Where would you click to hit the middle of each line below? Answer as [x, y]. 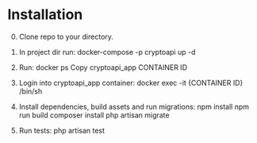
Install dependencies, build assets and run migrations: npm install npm [134, 106]
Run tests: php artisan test [61, 130]
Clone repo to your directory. [66, 37]
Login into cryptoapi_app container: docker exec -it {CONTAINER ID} [131, 83]
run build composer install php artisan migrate [94, 115]
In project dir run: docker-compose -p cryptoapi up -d [107, 52]
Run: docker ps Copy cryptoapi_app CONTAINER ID [103, 67]
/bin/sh [31, 91]
